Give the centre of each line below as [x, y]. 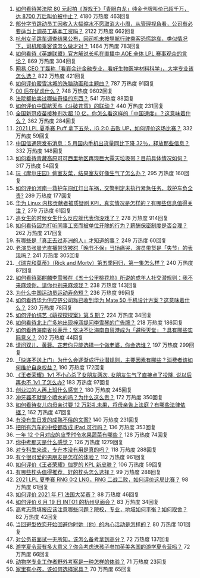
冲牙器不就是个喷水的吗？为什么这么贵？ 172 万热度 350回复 [89, 397]
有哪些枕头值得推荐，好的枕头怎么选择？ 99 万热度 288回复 [88, 472]
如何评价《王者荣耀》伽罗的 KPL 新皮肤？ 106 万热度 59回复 [89, 464]
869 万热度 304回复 [52, 61]
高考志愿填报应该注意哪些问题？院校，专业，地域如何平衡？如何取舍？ [101, 509]
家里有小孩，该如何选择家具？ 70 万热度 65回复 [74, 569]
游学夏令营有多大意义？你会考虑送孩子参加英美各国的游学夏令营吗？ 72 [103, 547]
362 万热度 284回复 [51, 121]
